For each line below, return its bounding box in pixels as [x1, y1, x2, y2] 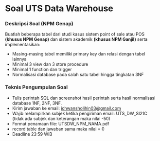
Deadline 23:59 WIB [12, 131, 53, 137]
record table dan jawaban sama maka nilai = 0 [12, 126, 105, 132]
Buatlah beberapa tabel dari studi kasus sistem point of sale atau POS [5, 31, 145, 37]
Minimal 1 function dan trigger [12, 67, 72, 72]
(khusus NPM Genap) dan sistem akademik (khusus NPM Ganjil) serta [5, 36, 148, 42]
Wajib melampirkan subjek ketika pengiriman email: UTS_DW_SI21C [12, 110, 147, 116]
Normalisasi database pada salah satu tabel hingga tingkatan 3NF [12, 71, 144, 78]
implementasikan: [5, 42, 40, 48]
